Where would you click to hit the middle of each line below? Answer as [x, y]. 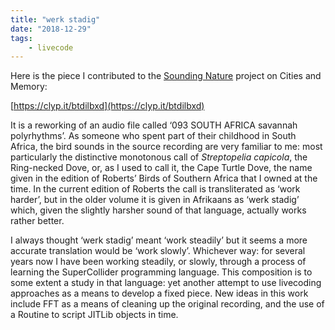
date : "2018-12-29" [51, 29]
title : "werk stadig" [55, 19]
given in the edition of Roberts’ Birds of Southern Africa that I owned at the [164, 178]
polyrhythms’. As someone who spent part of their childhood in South [153, 136]
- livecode [51, 47]
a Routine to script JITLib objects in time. [94, 315]
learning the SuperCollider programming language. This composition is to [161, 272]
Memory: [29, 87]
